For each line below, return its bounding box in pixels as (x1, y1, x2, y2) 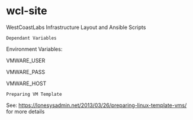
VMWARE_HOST (6, 80, 47, 87)
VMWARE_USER (6, 57, 46, 64)
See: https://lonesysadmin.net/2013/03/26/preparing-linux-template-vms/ (6, 102, 187, 109)
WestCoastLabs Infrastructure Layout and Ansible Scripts (6, 24, 146, 31)
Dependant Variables (6, 35, 57, 41)
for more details (6, 108, 45, 115)
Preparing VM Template (6, 91, 62, 97)
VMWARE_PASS (6, 68, 46, 75)
